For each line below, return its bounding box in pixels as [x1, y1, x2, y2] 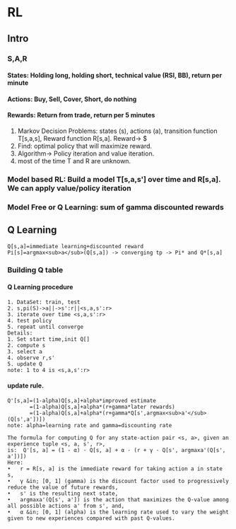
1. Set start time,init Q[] [7, 335, 90, 343]
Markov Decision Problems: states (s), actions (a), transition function [17, 127, 218, 135]
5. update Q [7, 360, 42, 368]
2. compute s [7, 342, 46, 349]
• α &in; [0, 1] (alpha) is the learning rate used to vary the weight [7, 508, 230, 516]
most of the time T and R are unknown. [17, 156, 131, 165]
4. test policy [7, 317, 52, 324]
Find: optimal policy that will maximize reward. [17, 141, 153, 150]
